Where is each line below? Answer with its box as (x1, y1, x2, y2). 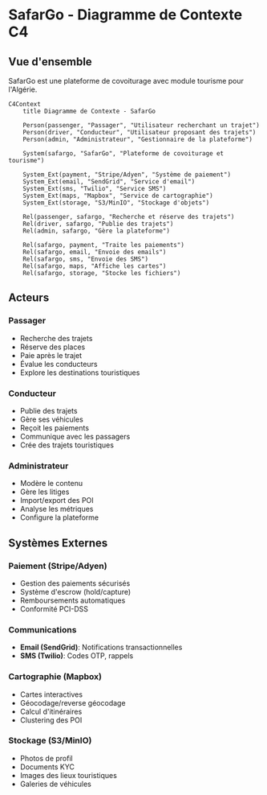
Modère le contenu (19, 479, 83, 488)
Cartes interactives (19, 690, 83, 699)
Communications (8, 624, 77, 635)
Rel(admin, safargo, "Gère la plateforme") (22, 227, 171, 235)
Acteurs (8, 291, 50, 305)
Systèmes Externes (8, 536, 108, 550)
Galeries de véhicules (19, 779, 92, 789)
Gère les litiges (19, 487, 70, 496)
